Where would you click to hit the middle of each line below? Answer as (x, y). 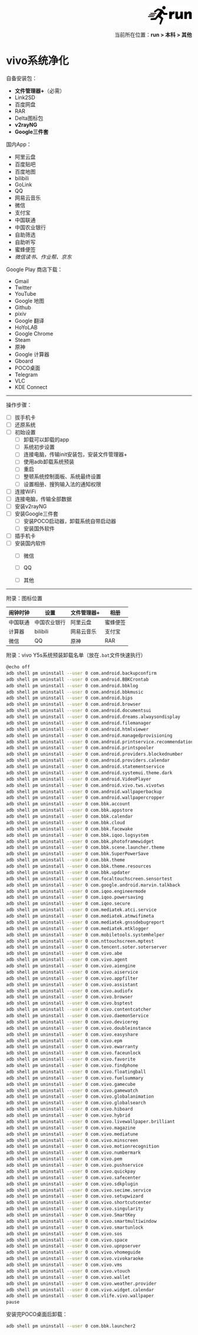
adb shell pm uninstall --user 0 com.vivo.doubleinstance (79, 1028)
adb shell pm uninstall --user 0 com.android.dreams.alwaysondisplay (93, 717)
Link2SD (25, 97)
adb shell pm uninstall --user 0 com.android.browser (74, 704)
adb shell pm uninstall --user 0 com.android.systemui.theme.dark (89, 773)
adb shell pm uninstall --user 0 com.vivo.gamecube (71, 1084)
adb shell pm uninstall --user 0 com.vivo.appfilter (72, 978)
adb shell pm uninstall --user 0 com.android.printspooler (80, 748)
